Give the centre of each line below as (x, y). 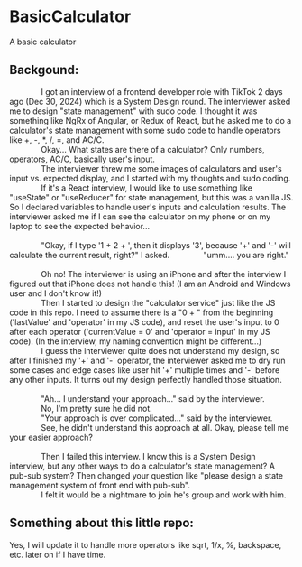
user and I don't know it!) (55, 293)
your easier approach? (51, 437)
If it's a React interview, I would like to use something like (146, 188)
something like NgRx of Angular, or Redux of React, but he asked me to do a (151, 120)
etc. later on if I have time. (58, 554)
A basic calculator (43, 42)
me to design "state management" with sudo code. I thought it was (133, 111)
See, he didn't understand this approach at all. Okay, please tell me (165, 427)
